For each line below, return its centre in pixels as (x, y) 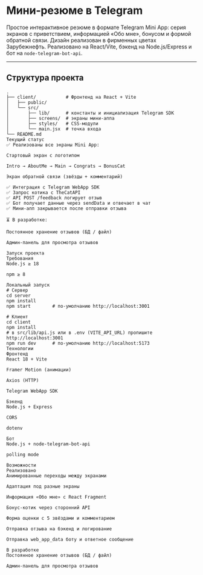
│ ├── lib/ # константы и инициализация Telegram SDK (90, 113)
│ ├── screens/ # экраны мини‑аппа (60, 118)
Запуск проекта (25, 253)
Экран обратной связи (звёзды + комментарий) (64, 176)
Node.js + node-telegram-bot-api (48, 444)
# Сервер (17, 290)
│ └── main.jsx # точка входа (54, 129)
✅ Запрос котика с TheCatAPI (43, 192)
